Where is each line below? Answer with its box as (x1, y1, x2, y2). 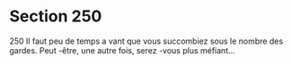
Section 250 (9, 6, 102, 27)
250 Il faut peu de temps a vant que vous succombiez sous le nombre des (9, 36, 284, 46)
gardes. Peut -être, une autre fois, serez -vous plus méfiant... (9, 45, 235, 55)
